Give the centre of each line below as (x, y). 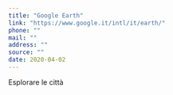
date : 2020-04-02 (37, 60)
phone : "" (25, 30)
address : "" (28, 45)
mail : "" (23, 38)
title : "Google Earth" (46, 15)
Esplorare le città (36, 82)
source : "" (26, 52)
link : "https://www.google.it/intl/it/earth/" (87, 23)
